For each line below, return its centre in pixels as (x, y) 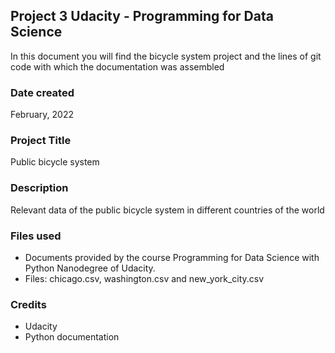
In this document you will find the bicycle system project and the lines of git (166, 56)
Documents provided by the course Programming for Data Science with (172, 257)
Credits (28, 304)
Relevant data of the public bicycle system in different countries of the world (167, 210)
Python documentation (72, 337)
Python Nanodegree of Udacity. (90, 268)
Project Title (41, 141)
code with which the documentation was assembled (117, 66)
